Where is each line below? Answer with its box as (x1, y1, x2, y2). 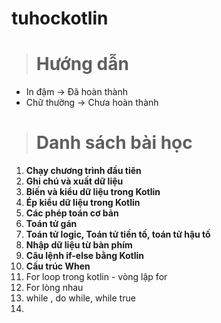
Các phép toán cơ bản (25, 207, 119, 219)
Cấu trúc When (25, 260, 91, 272)
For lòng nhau (25, 282, 84, 294)
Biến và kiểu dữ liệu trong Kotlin (25, 186, 161, 198)
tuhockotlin (11, 7, 109, 30)
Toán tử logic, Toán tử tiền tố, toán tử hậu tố (25, 228, 211, 241)
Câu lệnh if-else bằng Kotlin (25, 250, 144, 262)
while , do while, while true (25, 292, 136, 304)
